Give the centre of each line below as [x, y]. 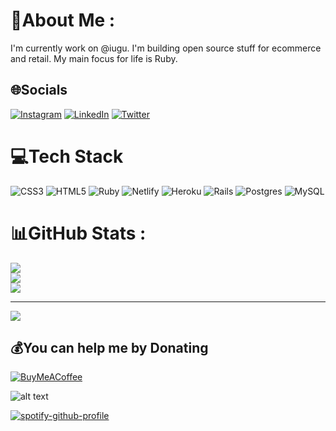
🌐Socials [39, 90]
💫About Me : [63, 20]
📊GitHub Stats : [78, 233]
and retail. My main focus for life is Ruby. [94, 58]
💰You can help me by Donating [109, 348]
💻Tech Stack [67, 156]
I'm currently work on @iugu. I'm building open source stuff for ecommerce [166, 48]
